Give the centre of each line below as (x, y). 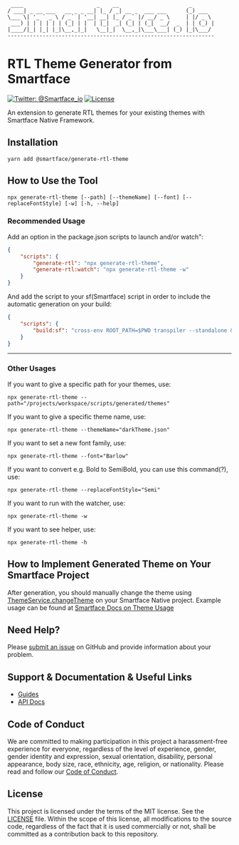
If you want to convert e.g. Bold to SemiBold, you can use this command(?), (118, 469)
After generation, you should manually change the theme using (100, 592)
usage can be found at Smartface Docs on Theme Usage (91, 608)
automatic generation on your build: (60, 304)
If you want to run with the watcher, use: (67, 503)
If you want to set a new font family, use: (67, 442)
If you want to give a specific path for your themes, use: (89, 384)
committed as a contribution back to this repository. (83, 834)
